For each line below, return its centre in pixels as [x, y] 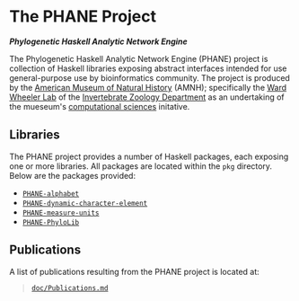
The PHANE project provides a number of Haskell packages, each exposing [149, 156]
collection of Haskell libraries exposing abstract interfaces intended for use [148, 68]
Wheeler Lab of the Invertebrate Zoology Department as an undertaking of [147, 97]
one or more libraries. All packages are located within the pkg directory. [141, 166]
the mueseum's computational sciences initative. [100, 106]
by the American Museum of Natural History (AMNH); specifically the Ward [148, 87]
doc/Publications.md [70, 288]
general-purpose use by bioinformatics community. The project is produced [149, 77]
